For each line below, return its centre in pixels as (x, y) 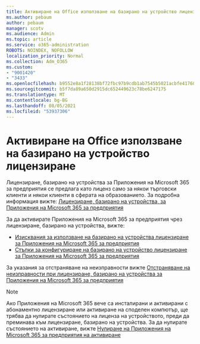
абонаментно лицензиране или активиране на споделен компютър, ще (97, 309)
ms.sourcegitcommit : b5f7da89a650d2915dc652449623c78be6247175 (86, 89)
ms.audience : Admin (30, 34)
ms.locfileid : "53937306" (38, 111)
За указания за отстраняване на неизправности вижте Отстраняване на (98, 268)
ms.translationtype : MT (36, 95)
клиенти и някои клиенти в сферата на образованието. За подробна (93, 195)
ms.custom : (20, 67)
